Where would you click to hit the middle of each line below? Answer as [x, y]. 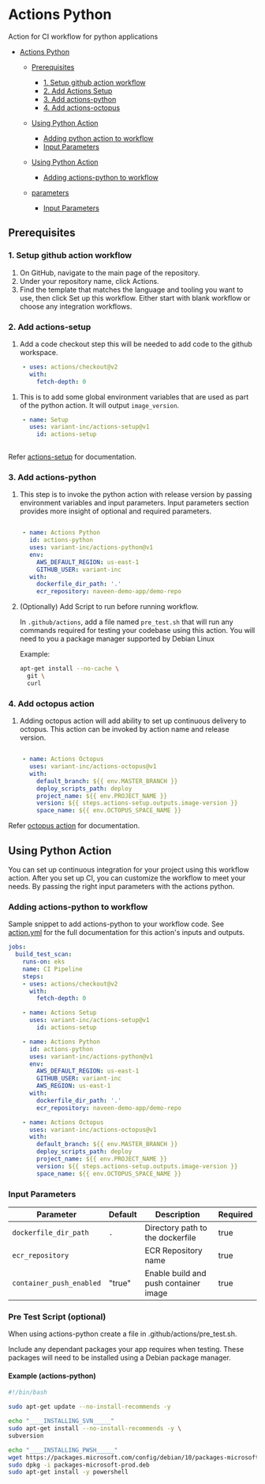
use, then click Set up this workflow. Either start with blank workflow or [135, 297]
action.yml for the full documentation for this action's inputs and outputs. [127, 933]
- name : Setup [45, 420]
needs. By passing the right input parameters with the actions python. [121, 886]
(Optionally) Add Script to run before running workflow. [109, 607]
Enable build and [175, 1273]
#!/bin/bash [28, 1393]
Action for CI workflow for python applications [83, 36]
